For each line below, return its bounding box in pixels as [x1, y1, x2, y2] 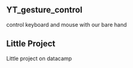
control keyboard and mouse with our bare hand [6, 21, 127, 28]
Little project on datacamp [6, 55, 72, 62]
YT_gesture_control [6, 5, 83, 15]
